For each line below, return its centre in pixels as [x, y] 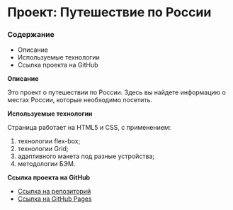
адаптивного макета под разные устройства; [86, 156]
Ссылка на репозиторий [54, 192]
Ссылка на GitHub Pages [55, 199]
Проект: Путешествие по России [109, 12]
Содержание [31, 35]
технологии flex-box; [49, 141]
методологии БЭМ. [46, 164]
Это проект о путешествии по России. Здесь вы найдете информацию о [117, 92]
